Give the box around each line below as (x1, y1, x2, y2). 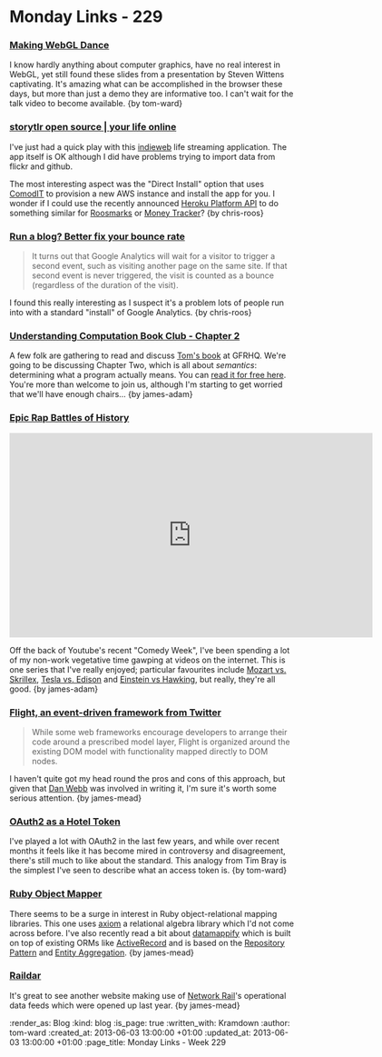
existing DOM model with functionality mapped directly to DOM (31, 745, 269, 756)
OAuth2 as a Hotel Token (9, 815, 121, 828)
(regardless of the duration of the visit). (31, 280, 179, 291)
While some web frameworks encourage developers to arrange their (31, 726, 288, 737)
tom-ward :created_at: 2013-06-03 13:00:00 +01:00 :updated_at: (9, 1027, 251, 1038)
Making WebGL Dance (9, 39, 110, 52)
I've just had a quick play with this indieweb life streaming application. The (9, 141, 288, 152)
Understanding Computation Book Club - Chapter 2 (9, 330, 240, 342)
